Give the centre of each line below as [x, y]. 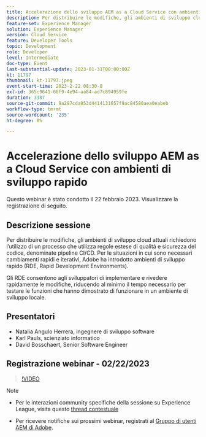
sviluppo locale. [26, 297]
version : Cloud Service [37, 35]
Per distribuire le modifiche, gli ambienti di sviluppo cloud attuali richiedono [101, 240]
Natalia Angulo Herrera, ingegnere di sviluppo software [85, 331]
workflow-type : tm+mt [34, 109]
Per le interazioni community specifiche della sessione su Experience [103, 402]
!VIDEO [30, 379]
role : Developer [27, 52]
